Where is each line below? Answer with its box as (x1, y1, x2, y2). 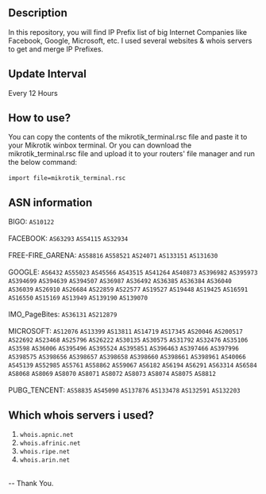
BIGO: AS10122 (8, 217, 55, 227)
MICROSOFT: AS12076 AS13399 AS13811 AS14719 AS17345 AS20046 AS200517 (8, 327, 244, 336)
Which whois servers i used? (8, 408, 155, 422)
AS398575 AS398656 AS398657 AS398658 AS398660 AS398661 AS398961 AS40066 (8, 353, 246, 362)
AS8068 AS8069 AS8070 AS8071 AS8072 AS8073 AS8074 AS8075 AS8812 (8, 370, 217, 378)
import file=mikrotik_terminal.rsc (8, 174, 126, 182)
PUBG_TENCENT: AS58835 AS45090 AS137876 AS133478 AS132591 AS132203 (8, 385, 241, 395)
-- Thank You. (8, 479, 54, 488)
